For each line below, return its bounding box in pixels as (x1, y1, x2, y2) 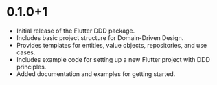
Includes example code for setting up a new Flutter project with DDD (16, 55, 211, 63)
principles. (16, 63, 47, 71)
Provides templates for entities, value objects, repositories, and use (16, 41, 207, 49)
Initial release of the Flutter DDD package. (16, 27, 135, 35)
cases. (16, 48, 36, 56)
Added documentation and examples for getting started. (16, 69, 176, 78)
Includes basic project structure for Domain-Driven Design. (16, 33, 184, 41)
